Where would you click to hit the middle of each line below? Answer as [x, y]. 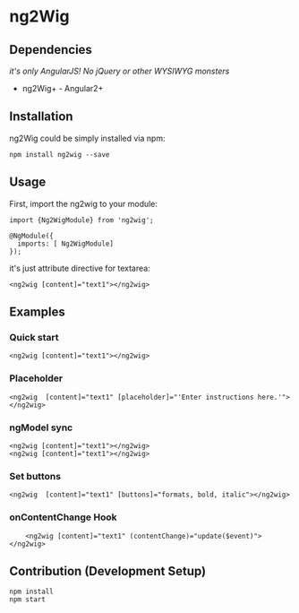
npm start [28, 600]
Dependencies [51, 50]
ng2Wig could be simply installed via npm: [87, 138]
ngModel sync [41, 427]
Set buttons [35, 476]
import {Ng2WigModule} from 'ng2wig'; [81, 220]
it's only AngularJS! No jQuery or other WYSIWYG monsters [120, 71]
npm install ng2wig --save [60, 154]
